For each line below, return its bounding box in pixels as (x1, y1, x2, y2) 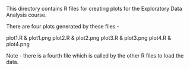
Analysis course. (6, 11, 47, 18)
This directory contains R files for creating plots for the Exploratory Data (6, 5, 182, 12)
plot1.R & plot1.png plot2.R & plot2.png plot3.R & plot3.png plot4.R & (6, 34, 172, 41)
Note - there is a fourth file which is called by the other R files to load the (6, 52, 184, 59)
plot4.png (6, 41, 30, 47)
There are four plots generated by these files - (6, 23, 120, 30)
